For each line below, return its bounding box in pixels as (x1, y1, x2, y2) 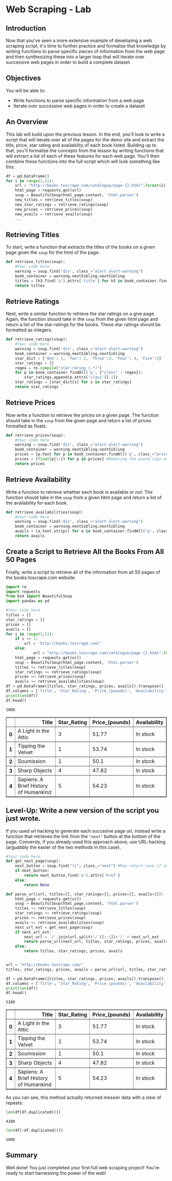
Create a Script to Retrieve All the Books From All (6, 547, 164, 556)
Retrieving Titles (6, 230, 60, 239)
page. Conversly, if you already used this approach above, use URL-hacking (6, 838, 166, 845)
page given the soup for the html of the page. (6, 249, 100, 256)
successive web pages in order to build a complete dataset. (6, 59, 132, 65)
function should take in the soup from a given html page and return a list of (6, 494, 162, 500)
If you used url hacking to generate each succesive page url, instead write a (6, 828, 166, 834)
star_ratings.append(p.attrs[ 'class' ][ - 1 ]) (24, 375, 118, 380)
